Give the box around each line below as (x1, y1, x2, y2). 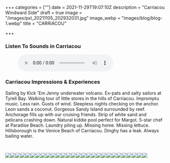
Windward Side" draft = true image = (5, 10, 83, 16)
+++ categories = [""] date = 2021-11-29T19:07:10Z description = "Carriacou (5, 5, 165, 10)
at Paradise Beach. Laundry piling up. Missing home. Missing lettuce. (5, 122, 150, 128)
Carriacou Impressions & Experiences (5, 78, 100, 85)
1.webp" (5, 20, 22, 26)
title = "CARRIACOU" (23, 20, 67, 26)
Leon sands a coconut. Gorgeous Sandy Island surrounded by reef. (5, 106, 146, 112)
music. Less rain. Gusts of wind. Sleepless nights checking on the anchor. (5, 100, 159, 106)
